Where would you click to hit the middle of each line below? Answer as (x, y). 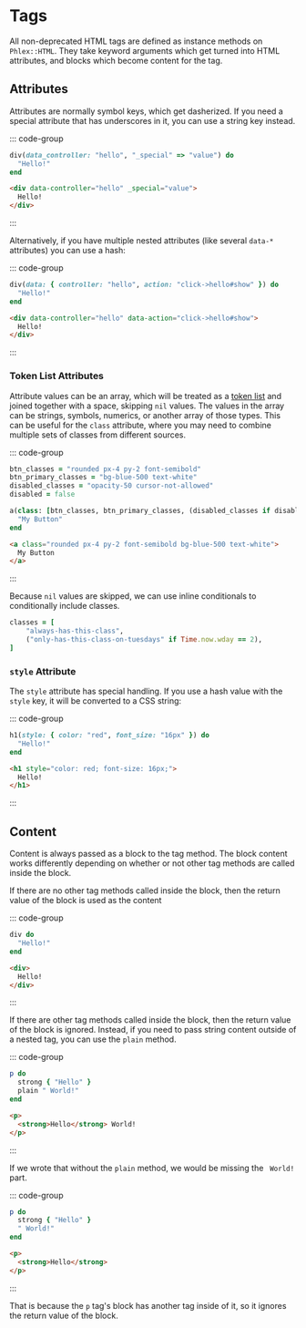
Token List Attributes (57, 376)
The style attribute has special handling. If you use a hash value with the (146, 691)
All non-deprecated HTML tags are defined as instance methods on (136, 41)
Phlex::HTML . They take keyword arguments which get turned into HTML (145, 50)
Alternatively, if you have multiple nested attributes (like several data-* (142, 241)
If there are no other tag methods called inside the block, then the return (145, 890)
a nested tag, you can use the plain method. (93, 1039)
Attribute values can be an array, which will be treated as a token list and (146, 396)
